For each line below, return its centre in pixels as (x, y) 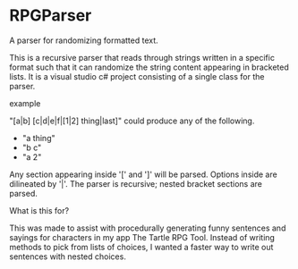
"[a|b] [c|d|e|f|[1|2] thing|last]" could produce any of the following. (132, 121)
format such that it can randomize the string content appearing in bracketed (149, 67)
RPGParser (51, 16)
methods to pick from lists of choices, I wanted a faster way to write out (141, 247)
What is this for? (39, 210)
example (25, 103)
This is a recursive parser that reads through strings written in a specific (142, 57)
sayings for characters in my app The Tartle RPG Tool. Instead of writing (142, 237)
